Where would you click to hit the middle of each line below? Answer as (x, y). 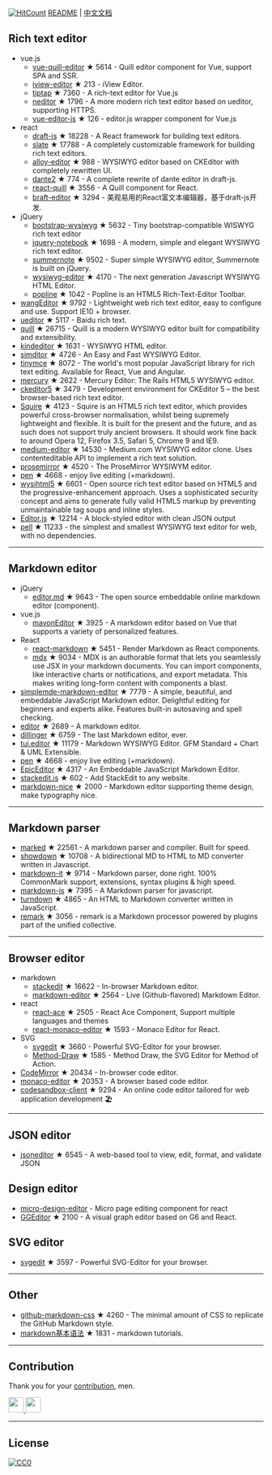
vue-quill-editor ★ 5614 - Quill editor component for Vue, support (142, 67)
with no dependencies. (58, 535)
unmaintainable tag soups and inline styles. (92, 510)
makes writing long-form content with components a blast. (130, 683)
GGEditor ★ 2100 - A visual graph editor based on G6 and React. (128, 1217)
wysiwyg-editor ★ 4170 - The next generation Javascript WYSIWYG (146, 277)
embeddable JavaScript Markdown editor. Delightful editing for (125, 700)
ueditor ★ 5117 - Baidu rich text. (73, 320)
